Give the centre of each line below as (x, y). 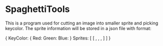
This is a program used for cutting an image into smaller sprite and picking (82, 23)
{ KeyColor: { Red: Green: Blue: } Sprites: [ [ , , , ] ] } (58, 38)
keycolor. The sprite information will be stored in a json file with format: (78, 28)
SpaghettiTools (37, 9)
